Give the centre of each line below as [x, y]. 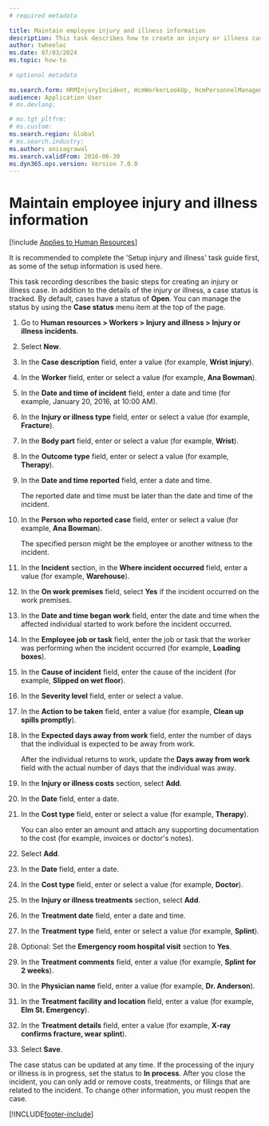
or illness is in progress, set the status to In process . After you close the [127, 1073]
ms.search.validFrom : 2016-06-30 [65, 157]
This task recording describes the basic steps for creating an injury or [124, 282]
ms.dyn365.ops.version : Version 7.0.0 [73, 164]
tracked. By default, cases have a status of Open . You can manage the [125, 299]
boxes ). [34, 656]
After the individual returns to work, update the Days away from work [135, 759]
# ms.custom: [31, 127]
